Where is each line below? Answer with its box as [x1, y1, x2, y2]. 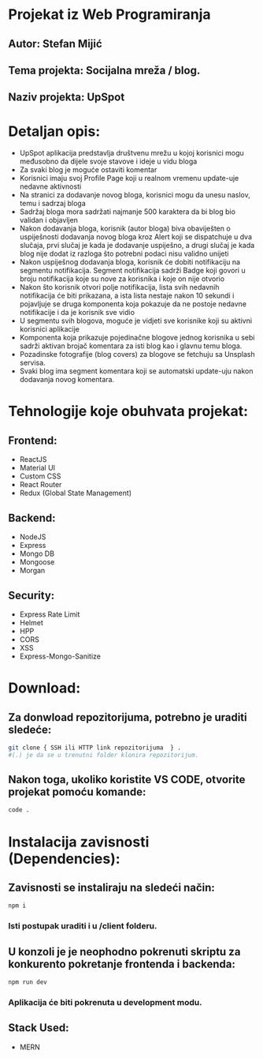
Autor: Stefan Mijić [8, 37, 102, 51]
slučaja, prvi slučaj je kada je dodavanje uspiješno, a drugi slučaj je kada [19, 241, 255, 250]
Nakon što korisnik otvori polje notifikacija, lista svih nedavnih [19, 283, 220, 292]
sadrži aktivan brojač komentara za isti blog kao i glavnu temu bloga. [19, 341, 243, 351]
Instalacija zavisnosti [8, 833, 150, 850]
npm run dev [8, 977, 47, 986]
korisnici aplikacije [19, 325, 80, 334]
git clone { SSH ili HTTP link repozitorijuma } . [8, 744, 181, 752]
